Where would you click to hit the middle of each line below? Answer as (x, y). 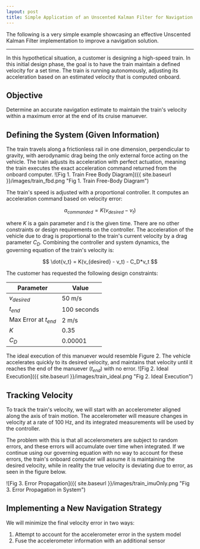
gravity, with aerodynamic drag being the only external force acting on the (97, 156)
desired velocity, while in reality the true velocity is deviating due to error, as (100, 466)
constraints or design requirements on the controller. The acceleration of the (100, 229)
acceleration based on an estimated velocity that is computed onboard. (93, 77)
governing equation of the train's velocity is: (60, 250)
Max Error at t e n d (33, 320)
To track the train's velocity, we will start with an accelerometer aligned (93, 410)
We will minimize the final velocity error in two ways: (71, 523)
